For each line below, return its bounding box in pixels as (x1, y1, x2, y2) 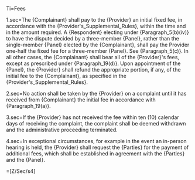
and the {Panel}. (6, 157, 46, 163)
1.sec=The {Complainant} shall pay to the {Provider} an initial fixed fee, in (6, 16, 183, 23)
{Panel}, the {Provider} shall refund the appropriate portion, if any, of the (6, 66, 181, 73)
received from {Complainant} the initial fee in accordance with (6, 96, 156, 103)
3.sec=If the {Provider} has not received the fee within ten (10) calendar (6, 114, 180, 121)
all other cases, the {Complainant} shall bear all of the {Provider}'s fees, (6, 54, 180, 60)
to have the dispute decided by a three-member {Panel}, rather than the (6, 35, 180, 42)
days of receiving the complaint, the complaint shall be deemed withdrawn (6, 120, 186, 127)
